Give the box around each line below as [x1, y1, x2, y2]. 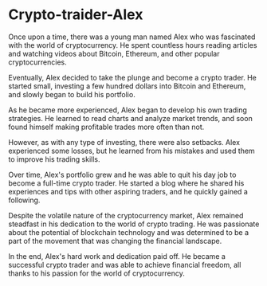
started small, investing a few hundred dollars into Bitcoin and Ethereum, [8, 81, 246, 91]
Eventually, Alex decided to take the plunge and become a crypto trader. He [8, 72, 257, 82]
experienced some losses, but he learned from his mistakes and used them [8, 146, 255, 155]
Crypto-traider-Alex [8, 6, 143, 24]
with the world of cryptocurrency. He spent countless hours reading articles [8, 40, 257, 49]
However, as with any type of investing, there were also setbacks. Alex [8, 137, 241, 147]
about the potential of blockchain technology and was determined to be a [8, 227, 249, 237]
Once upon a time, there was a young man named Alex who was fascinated [8, 32, 256, 41]
